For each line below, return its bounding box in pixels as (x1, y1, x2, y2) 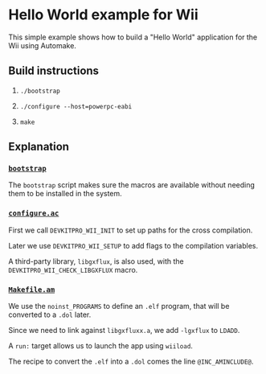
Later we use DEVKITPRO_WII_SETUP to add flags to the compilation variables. (8, 240, 259, 250)
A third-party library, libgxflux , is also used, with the (8, 256, 184, 266)
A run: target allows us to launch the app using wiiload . (8, 341, 193, 351)
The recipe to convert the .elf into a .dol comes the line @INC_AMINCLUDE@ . (8, 356, 254, 367)
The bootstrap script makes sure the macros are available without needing (8, 180, 256, 190)
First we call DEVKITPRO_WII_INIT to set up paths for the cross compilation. (8, 225, 253, 235)
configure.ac (8, 209, 59, 218)
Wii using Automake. (8, 40, 76, 50)
